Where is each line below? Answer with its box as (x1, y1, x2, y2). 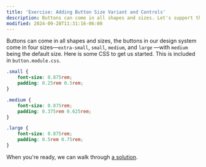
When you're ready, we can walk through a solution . (6, 153, 138, 160)
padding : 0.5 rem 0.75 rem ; (17, 136, 84, 143)
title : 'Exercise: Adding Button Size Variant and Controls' (6, 9, 166, 15)
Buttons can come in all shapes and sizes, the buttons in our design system (6, 37, 197, 45)
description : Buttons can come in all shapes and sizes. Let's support (6, 15, 193, 21)
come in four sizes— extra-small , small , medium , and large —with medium (6, 44, 188, 51)
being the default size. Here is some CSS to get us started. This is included (6, 50, 196, 58)
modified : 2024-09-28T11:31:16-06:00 (6, 20, 103, 26)
